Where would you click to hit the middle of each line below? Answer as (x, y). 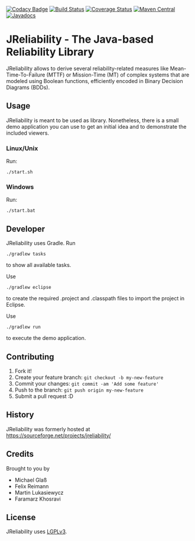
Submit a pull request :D (44, 396)
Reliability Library (50, 52)
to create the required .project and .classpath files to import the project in (95, 298)
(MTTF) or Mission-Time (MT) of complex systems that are (118, 75)
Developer (26, 229)
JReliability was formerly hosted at (48, 429)
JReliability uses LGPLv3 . (37, 532)
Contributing (30, 357)
